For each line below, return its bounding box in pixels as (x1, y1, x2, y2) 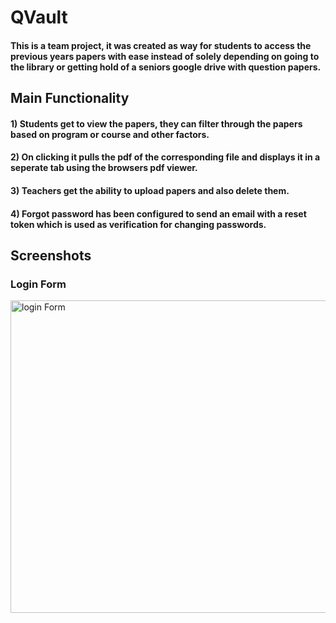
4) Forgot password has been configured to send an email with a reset (10, 207, 307, 220)
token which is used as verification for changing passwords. (10, 218, 267, 230)
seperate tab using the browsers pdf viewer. (10, 162, 198, 174)
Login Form (10, 277, 67, 291)
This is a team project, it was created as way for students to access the (10, 39, 312, 51)
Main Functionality (10, 90, 130, 107)
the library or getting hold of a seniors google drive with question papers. (10, 61, 322, 73)
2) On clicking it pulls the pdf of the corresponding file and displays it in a (10, 151, 321, 163)
